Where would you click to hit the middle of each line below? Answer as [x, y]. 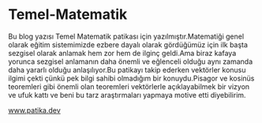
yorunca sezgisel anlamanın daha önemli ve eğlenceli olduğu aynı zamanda [131, 61]
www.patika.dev [34, 110]
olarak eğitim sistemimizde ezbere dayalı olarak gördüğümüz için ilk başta [128, 44]
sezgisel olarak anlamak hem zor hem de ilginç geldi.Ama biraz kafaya [122, 53]
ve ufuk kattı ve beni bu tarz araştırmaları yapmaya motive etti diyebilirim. [127, 95]
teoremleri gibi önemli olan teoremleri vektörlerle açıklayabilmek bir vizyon [129, 86]
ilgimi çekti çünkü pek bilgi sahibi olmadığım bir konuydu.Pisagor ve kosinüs [131, 78]
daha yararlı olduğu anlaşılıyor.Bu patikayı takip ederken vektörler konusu [127, 69]
